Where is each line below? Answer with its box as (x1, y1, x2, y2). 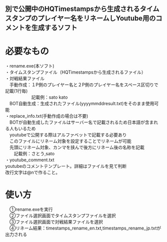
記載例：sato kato (31, 94, 68, 100)
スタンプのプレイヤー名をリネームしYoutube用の (5, 14, 156, 23)
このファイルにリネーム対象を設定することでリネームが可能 (9, 138, 132, 144)
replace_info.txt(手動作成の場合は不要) (9, 113, 89, 119)
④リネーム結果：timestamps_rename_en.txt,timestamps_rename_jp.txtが (9, 225, 162, 231)
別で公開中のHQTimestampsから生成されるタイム (5, 5, 160, 14)
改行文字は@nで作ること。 (5, 169, 60, 175)
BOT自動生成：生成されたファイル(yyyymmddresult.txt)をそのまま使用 (9, 101, 155, 107)
